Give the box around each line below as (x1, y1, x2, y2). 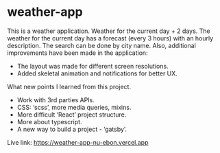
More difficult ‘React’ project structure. (16, 110, 127, 119)
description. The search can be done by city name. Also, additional (7, 41, 197, 49)
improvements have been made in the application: (7, 49, 149, 57)
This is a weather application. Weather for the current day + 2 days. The (7, 27, 210, 35)
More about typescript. (16, 117, 82, 126)
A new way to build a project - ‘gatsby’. (16, 125, 127, 133)
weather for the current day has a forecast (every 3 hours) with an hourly (7, 34, 214, 42)
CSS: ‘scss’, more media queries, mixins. (16, 103, 132, 111)
